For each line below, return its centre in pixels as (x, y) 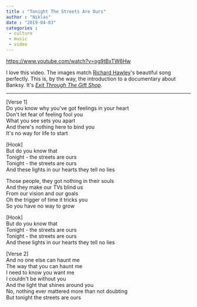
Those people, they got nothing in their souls (60, 181)
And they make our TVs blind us (45, 187)
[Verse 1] (17, 102)
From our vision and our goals (42, 193)
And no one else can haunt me (43, 260)
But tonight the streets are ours (44, 297)
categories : (22, 28)
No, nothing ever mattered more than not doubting (67, 291)
